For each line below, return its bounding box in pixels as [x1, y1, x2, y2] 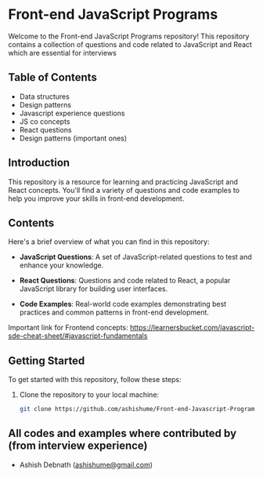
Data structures [19, 92, 70, 101]
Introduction [8, 156, 70, 169]
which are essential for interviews [8, 48, 117, 57]
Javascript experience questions [19, 108, 125, 118]
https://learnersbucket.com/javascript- [129, 323, 255, 333]
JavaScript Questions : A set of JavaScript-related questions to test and [19, 253, 252, 262]
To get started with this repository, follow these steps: [8, 375, 182, 384]
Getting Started [8, 354, 85, 367]
